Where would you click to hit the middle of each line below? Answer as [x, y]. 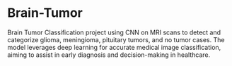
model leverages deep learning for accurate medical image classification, [114, 47]
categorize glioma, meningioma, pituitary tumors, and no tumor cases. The [116, 39]
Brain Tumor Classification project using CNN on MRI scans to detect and [114, 32]
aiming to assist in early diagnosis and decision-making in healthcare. [109, 55]
